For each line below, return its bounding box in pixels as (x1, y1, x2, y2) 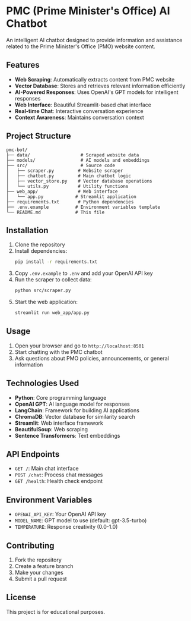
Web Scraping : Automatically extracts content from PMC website (14, 76, 175, 83)
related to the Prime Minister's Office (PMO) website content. (6, 43, 155, 50)
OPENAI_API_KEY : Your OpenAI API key (14, 510, 106, 518)
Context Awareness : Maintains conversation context (14, 114, 144, 121)
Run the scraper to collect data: (14, 276, 92, 283)
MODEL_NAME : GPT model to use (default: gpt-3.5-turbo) (14, 517, 147, 524)
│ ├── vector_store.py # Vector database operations (6, 178, 152, 184)
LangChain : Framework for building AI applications (14, 406, 139, 414)
